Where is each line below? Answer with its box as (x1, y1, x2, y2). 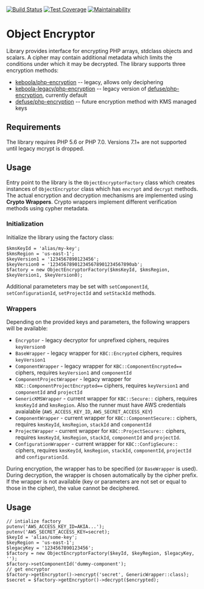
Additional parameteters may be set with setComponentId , (6, 282, 149, 290)
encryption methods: (6, 66, 59, 74)
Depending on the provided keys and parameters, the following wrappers (6, 318, 190, 326)
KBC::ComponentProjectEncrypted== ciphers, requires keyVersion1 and (15, 382, 189, 390)
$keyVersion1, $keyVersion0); (6, 272, 83, 278)
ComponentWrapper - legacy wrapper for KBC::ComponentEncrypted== (15, 363, 182, 370)
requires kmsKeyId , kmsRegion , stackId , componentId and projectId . (15, 434, 181, 441)
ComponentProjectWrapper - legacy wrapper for (15, 376, 132, 383)
